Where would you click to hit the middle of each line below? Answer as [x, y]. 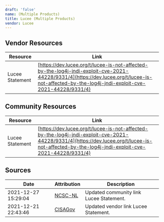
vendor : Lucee [20, 23]
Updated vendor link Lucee [116, 206]
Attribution [67, 184]
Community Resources [41, 107]
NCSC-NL [66, 195]
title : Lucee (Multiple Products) [40, 19]
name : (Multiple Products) [32, 14]
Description [121, 184]
